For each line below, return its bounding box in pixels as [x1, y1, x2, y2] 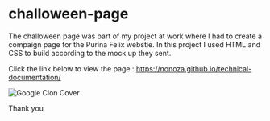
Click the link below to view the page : [8, 63, 135, 73]
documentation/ [8, 72, 62, 82]
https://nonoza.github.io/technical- [135, 63, 252, 73]
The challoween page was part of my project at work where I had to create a [8, 31, 262, 41]
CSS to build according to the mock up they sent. [8, 48, 172, 58]
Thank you [8, 103, 44, 113]
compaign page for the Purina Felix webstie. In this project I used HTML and [8, 39, 261, 49]
